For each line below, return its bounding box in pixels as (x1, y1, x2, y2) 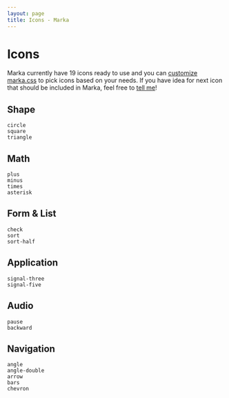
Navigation (7, 343, 55, 355)
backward (7, 324, 32, 331)
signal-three (7, 275, 45, 282)
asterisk (7, 189, 32, 197)
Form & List (7, 208, 57, 219)
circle (7, 122, 26, 129)
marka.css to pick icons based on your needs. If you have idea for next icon (7, 77, 223, 85)
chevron (7, 386, 30, 392)
